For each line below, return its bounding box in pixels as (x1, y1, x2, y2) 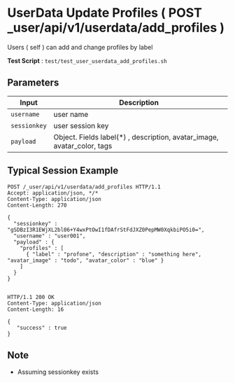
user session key (53, 120, 109, 130)
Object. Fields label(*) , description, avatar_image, (53, 132, 219, 141)
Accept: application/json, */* (7, 189, 99, 197)
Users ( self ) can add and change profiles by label (7, 43, 153, 51)
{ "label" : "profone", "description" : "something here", (25, 251, 201, 258)
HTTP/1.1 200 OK (7, 293, 55, 300)
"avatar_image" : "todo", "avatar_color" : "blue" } (7, 257, 164, 264)
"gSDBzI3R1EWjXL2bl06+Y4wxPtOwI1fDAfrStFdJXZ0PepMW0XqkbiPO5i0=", (7, 226, 205, 233)
